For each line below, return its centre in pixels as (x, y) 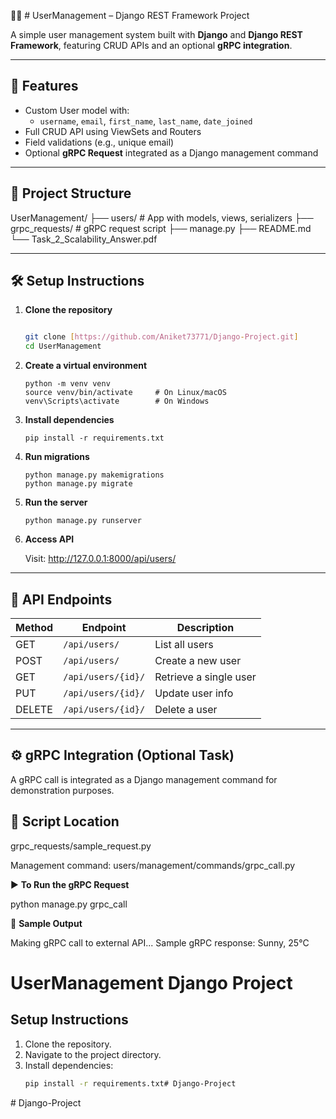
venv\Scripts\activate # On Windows (117, 401)
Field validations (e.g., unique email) (99, 142)
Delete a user (186, 709)
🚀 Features (44, 86)
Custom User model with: (77, 110)
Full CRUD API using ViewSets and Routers (113, 131)
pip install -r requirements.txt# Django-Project (130, 1083)
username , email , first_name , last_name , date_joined (146, 121)
